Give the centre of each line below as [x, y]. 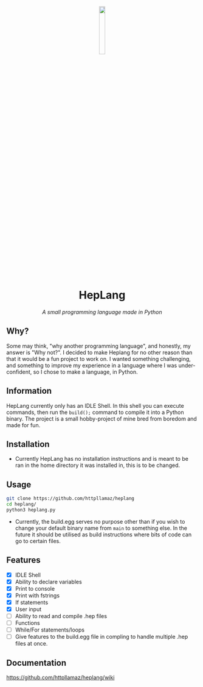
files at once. [31, 644]
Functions [28, 623]
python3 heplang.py [31, 510]
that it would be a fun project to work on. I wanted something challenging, [99, 358]
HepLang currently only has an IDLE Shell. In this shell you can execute [95, 405]
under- [187, 365]
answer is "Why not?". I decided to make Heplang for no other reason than [99, 352]
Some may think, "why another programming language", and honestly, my [99, 346]
